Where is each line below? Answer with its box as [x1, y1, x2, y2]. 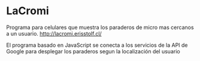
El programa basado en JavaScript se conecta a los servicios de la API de [6, 41, 188, 49]
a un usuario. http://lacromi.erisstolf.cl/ [6, 30, 102, 37]
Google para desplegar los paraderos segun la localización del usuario [6, 47, 181, 54]
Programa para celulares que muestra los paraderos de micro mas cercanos [6, 24, 194, 31]
